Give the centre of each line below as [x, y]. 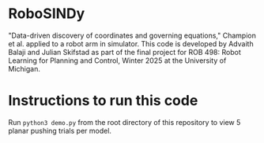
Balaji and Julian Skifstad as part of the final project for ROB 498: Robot [124, 52]
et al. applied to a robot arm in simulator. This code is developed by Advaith [131, 43]
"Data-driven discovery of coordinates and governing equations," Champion [132, 35]
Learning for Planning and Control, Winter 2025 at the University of [117, 60]
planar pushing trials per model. [60, 130]
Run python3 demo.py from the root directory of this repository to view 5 [124, 122]
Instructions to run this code [103, 101]
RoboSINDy [47, 14]
